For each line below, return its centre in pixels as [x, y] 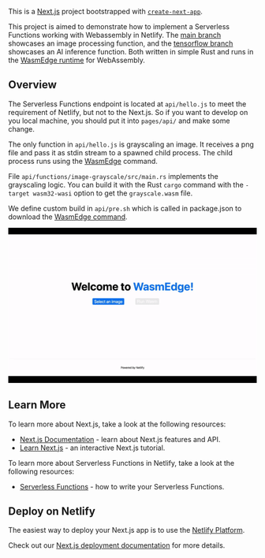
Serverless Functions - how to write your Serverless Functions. [122, 486]
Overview [33, 85]
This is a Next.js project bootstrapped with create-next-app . [106, 11]
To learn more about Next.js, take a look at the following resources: [117, 424]
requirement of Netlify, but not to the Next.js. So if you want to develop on [128, 112]
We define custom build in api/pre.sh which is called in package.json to [125, 208]
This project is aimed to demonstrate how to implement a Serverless [119, 26]
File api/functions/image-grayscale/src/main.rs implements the [113, 176]
